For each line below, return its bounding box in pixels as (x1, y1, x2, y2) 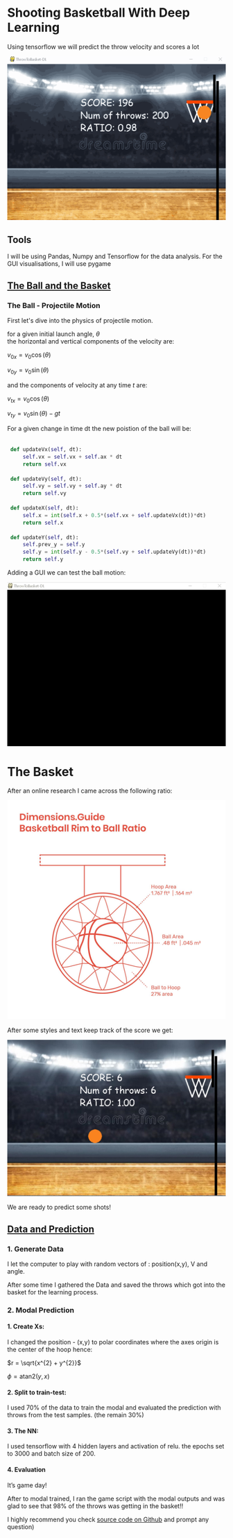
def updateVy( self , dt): (10, 475, 82, 482)
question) (7, 1522, 35, 1531)
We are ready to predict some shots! (7, 1203, 111, 1212)
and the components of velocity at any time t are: (7, 380, 148, 389)
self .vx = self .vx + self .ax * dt (22, 453, 123, 460)
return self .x (22, 519, 64, 526)
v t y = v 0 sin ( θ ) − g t (7, 409, 61, 419)
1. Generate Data (7, 1244, 64, 1253)
